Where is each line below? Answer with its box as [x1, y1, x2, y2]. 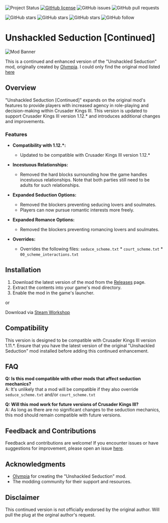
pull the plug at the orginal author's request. [5, 511, 96, 517]
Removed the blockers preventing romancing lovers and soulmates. [20, 227, 159, 233]
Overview [5, 83, 37, 92]
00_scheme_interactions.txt [20, 252, 79, 257]
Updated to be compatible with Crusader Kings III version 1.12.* [20, 152, 150, 158]
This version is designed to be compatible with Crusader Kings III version [5, 337, 156, 343]
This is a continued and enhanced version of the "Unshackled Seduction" [5, 58, 157, 64]
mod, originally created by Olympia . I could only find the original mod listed [5, 63, 160, 70]
